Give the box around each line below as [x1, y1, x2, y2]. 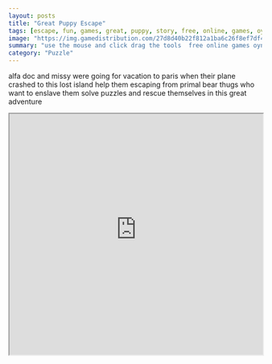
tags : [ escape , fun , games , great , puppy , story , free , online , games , [8, 27, 253, 35]
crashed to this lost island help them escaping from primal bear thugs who [8, 80, 255, 89]
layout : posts [8, 11, 56, 20]
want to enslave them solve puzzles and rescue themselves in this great [8, 88, 247, 97]
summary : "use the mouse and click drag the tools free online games [8, 42, 250, 50]
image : [8, 34, 31, 43]
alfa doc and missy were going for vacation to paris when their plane [8, 72, 236, 80]
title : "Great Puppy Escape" [8, 19, 106, 27]
